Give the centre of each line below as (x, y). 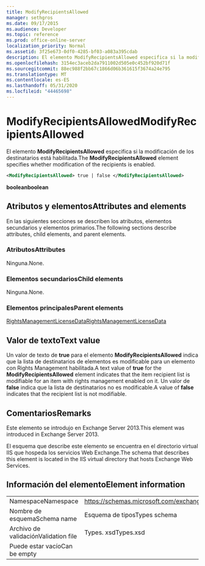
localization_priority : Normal (46, 46)
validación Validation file (43, 536)
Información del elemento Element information (96, 485)
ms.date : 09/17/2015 (33, 23)
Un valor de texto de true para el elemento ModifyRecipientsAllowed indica (102, 355)
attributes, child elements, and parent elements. (66, 234)
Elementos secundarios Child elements (65, 279)
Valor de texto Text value (53, 340)
